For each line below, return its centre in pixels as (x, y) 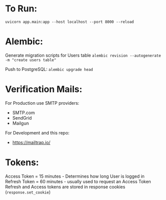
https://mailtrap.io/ (31, 142)
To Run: (21, 9)
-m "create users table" (31, 60)
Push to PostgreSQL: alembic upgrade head (49, 69)
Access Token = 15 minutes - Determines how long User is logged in (75, 176)
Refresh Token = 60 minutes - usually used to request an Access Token (78, 181)
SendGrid (22, 118)
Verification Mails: (44, 89)
